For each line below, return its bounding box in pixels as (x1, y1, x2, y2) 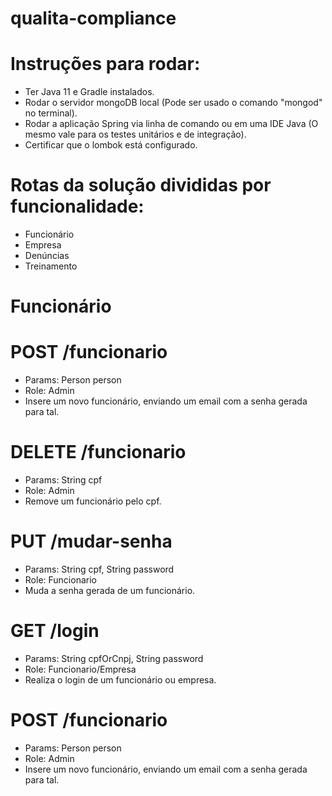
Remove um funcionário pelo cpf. (24, 495, 162, 507)
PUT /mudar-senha (10, 530, 173, 553)
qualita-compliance (10, 7, 177, 30)
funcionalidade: (10, 195, 145, 218)
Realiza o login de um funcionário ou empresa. (24, 674, 217, 686)
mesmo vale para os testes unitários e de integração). (24, 128, 247, 141)
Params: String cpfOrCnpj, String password (24, 653, 204, 664)
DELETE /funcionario (10, 441, 187, 464)
